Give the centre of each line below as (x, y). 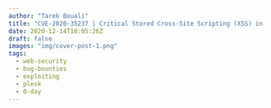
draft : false (30, 39)
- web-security (41, 62)
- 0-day (29, 91)
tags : (17, 54)
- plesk (29, 84)
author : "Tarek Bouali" (49, 16)
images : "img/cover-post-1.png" (63, 46)
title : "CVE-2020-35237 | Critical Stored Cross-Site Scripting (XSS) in (136, 24)
